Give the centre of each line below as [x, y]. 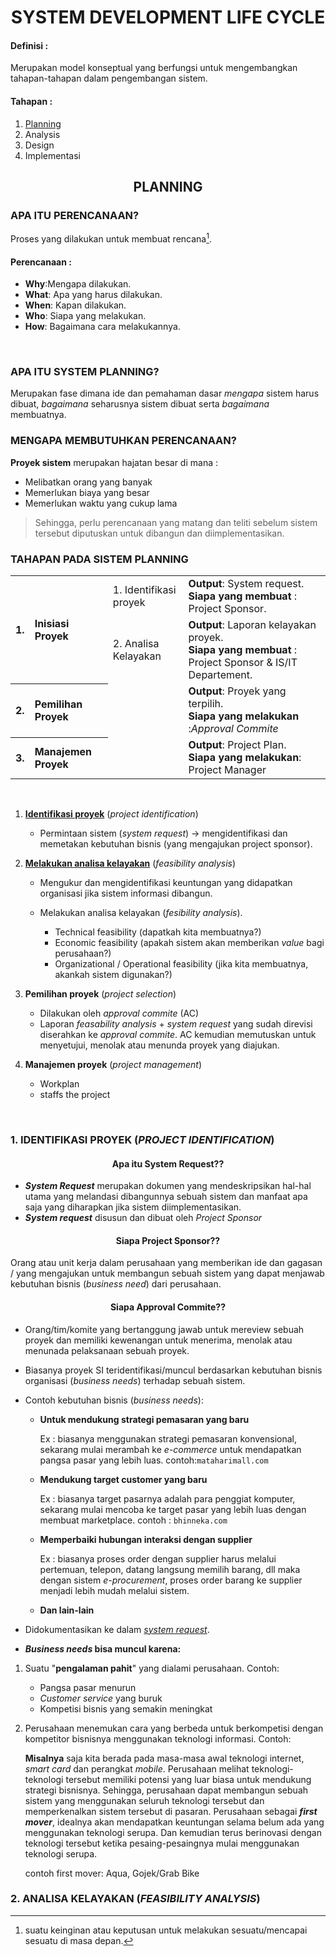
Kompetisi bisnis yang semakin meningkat [126, 1708]
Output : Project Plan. [237, 745]
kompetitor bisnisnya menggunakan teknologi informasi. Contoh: [158, 1738]
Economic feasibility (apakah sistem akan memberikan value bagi [189, 943]
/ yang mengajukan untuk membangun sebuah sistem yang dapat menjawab [167, 1273]
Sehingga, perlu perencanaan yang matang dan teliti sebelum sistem [176, 522]
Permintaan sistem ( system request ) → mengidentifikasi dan [163, 833]
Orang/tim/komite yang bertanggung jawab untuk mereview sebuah [164, 1329]
